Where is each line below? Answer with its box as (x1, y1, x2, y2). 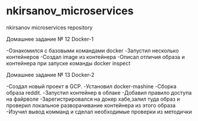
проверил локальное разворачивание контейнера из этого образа (6, 101, 176, 108)
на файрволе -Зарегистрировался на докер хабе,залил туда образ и (6, 95, 180, 103)
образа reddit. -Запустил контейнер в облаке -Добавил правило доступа (6, 89, 192, 96)
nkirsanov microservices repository (6, 24, 93, 31)
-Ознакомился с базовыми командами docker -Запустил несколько (6, 46, 180, 54)
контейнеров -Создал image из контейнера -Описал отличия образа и (6, 53, 186, 60)
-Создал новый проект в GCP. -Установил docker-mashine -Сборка (6, 82, 177, 90)
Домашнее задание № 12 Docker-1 (6, 35, 94, 42)
